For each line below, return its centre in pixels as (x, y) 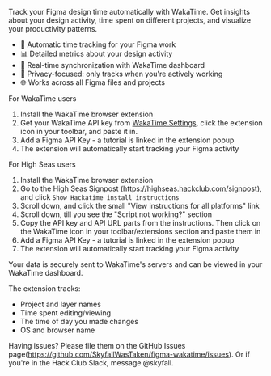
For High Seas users (42, 164)
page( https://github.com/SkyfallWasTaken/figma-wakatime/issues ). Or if (129, 354)
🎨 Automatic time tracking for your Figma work (98, 44)
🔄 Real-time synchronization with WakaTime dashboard (112, 65)
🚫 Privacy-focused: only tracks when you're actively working (121, 74)
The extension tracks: (44, 289)
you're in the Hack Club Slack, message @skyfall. (91, 363)
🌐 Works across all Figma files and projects (93, 82)
